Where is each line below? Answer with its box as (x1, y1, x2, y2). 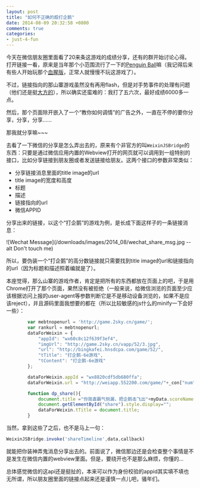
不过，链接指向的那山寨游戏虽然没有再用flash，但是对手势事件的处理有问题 (6, 81, 190, 88)
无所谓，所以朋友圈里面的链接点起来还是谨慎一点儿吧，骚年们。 (6, 475, 162, 482)
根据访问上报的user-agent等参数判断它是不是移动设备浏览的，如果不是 (11, 292, 185, 299)
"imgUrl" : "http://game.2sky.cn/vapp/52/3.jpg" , (37, 341, 161, 347)
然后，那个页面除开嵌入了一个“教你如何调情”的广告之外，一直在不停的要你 (6, 109, 189, 116)
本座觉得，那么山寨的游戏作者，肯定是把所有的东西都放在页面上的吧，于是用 (6, 277, 194, 284)
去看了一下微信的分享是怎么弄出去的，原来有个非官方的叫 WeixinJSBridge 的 (6, 141, 190, 149)
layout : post (6, 8, 39, 15)
